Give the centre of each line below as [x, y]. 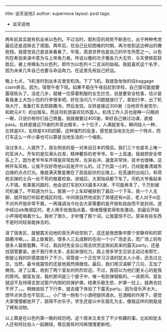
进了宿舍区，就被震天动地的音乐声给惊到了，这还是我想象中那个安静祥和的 [81, 233]
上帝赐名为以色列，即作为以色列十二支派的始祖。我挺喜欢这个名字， [92, 64]
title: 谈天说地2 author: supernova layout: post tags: [58, 13]
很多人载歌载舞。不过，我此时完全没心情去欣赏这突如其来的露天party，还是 [83, 245]
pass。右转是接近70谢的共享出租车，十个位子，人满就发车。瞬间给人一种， [82, 124]
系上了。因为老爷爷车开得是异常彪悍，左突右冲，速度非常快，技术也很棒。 [81, 160]
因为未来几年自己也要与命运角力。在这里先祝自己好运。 [62, 70]
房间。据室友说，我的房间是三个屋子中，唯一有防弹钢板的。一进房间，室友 [85, 276]
